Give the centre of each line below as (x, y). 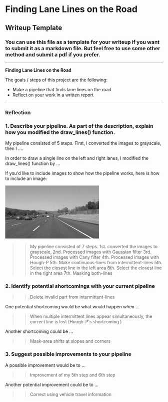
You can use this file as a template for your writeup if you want (82, 42)
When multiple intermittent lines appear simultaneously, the (91, 316)
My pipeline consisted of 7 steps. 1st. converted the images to (94, 247)
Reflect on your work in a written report (53, 95)
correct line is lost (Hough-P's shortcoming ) (76, 322)
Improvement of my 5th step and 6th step (72, 375)
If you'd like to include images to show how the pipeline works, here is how (82, 173)
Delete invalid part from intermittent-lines (72, 297)
